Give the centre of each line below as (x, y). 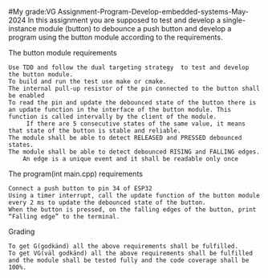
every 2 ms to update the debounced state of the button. (107, 202)
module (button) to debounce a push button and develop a (135, 29)
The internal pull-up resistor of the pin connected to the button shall (134, 88)
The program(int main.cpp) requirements (75, 174)
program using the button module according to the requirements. (116, 37)
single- (234, 20)
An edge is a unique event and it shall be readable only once (131, 159)
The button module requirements (63, 53)
